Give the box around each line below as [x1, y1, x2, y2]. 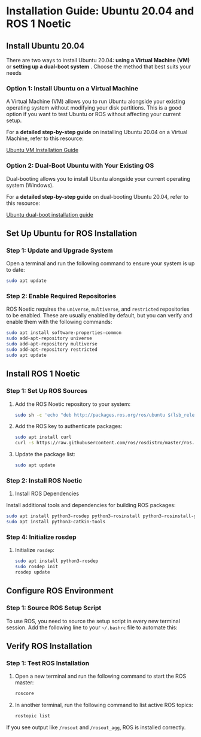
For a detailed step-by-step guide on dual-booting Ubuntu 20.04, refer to [6, 193, 188, 200]
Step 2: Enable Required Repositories [6, 292, 117, 301]
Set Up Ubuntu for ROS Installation [6, 228, 138, 238]
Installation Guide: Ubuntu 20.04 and [6, 4, 194, 18]
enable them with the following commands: [6, 319, 112, 326]
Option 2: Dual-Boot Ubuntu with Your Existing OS [6, 162, 154, 170]
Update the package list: [14, 451, 76, 458]
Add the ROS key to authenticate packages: [14, 423, 123, 430]
